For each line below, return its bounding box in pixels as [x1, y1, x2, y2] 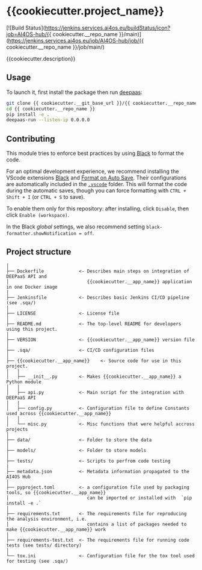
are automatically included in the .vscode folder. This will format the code [6, 181, 188, 188]
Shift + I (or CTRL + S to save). [6, 193, 85, 201]
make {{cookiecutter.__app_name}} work [6, 526, 106, 533]
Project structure [6, 247, 72, 257]
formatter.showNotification [6, 231, 77, 237]
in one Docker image [6, 284, 58, 290]
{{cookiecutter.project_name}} [6, 4, 164, 18]
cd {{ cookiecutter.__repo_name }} [6, 105, 96, 112]
